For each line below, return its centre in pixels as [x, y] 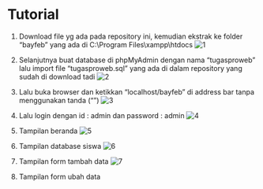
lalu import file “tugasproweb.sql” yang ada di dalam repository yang [130, 68]
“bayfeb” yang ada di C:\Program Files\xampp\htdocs [106, 44]
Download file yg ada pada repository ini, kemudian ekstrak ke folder [131, 36]
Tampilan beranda [48, 131]
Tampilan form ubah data [60, 176]
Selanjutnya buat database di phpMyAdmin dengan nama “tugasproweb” [137, 60]
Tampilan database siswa [60, 146]
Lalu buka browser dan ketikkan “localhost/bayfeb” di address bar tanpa [136, 91]
